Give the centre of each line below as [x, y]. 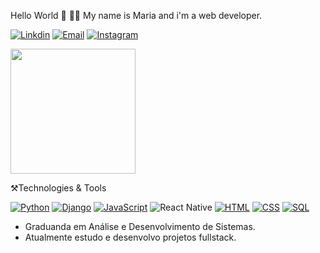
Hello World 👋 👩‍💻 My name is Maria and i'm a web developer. [136, 15]
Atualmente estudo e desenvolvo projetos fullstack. [130, 237]
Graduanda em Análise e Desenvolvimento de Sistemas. [140, 226]
